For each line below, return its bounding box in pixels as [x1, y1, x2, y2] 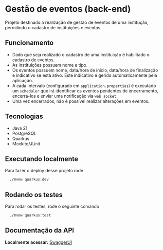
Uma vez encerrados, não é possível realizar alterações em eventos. [12, 98, 150, 104]
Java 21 [12, 125, 28, 131]
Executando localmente [5, 155, 79, 163]
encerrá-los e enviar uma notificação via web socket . [12, 93, 118, 99]
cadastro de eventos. [12, 57, 55, 63]
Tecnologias [5, 112, 43, 121]
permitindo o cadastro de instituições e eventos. [5, 24, 102, 30]
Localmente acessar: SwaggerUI [5, 239, 72, 245]
